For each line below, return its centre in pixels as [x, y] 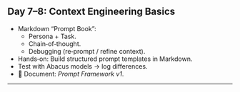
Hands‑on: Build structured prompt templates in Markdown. [105, 59]
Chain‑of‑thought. [55, 44]
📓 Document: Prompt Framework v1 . [71, 74]
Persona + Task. [52, 36]
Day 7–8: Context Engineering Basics [91, 12]
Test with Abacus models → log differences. [82, 66]
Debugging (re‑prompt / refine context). [87, 51]
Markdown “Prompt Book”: [57, 28]
